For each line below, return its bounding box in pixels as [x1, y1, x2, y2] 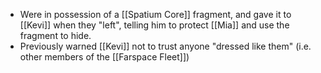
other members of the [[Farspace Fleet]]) [19, 51, 190, 63]
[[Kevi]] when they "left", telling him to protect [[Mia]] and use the [19, 19, 290, 31]
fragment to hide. [19, 30, 92, 41]
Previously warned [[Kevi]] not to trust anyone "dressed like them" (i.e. [19, 40, 312, 52]
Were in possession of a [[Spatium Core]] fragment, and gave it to [19, 9, 292, 20]
